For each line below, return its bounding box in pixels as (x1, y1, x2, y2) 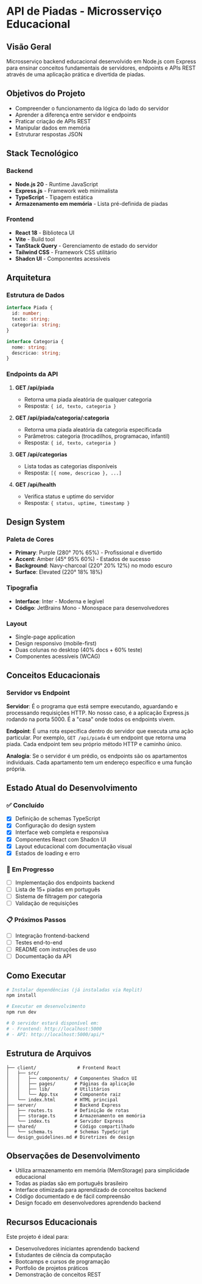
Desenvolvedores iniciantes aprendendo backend (15, 1245, 140, 1252)
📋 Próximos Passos (6, 916, 66, 924)
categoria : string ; (12, 322, 61, 328)
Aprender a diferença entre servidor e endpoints (15, 111, 137, 118)
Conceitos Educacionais (6, 670, 100, 681)
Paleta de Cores (6, 535, 54, 543)
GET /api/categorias (15, 451, 68, 458)
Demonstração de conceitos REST (15, 1271, 102, 1279)
